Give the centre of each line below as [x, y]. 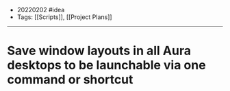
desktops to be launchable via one [107, 66]
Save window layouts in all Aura [99, 51]
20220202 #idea [41, 10]
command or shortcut [70, 80]
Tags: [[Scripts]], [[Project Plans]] [64, 17]
